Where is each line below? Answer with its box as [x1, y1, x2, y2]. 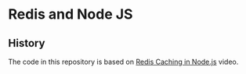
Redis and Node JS [8, 5, 133, 23]
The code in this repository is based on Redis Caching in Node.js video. [8, 57, 239, 66]
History [8, 37, 45, 50]
